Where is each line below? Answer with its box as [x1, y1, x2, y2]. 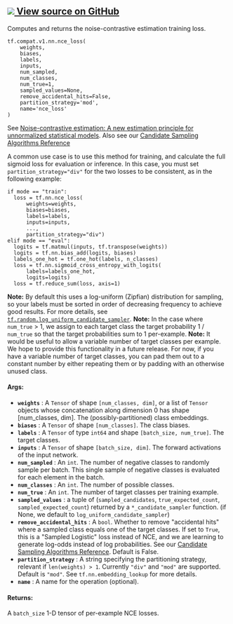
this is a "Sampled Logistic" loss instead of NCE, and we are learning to [17, 533, 224, 541]
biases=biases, [25, 206, 71, 213]
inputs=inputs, [25, 219, 71, 226]
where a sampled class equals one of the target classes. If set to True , [17, 525, 220, 534]
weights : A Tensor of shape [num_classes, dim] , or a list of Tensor [17, 399, 208, 407]
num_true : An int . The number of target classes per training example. [17, 488, 219, 496]
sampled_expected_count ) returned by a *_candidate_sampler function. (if [17, 503, 227, 511]
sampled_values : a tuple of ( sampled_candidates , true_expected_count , [17, 496, 220, 504]
